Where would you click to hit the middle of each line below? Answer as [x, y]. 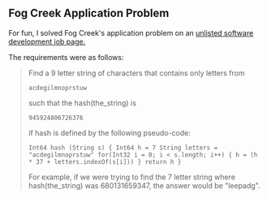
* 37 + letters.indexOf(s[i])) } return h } [105, 161]
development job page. [47, 41]
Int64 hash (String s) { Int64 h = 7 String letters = [123, 148]
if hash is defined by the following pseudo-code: [109, 132]
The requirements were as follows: [66, 57]
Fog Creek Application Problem [89, 13]
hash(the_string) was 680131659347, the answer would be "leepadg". [144, 185]
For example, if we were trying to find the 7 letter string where [131, 177]
